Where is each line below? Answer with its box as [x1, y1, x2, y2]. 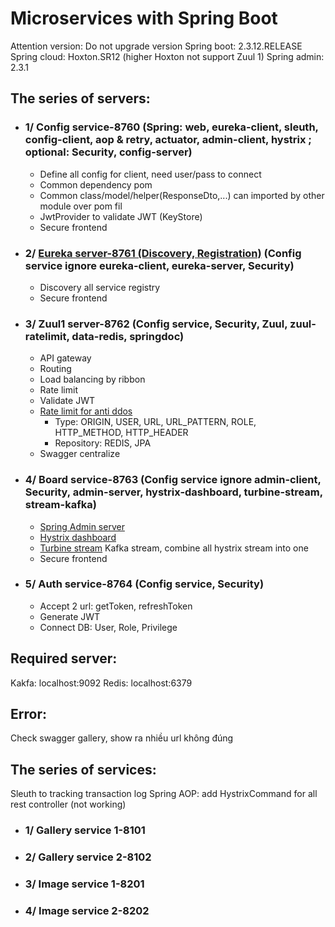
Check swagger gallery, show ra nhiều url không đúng [10, 732, 234, 744]
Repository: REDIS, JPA [54, 437, 152, 449]
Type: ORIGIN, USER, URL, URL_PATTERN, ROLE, [54, 416, 257, 428]
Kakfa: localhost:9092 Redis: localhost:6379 [10, 677, 193, 689]
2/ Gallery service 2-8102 [24, 850, 152, 864]
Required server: [10, 650, 118, 667]
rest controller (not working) [10, 798, 127, 811]
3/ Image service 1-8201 [24, 877, 145, 891]
